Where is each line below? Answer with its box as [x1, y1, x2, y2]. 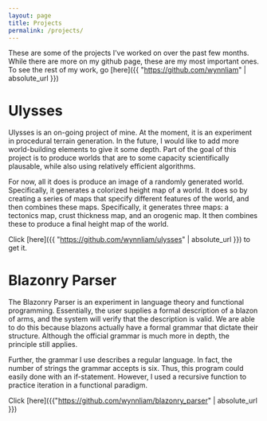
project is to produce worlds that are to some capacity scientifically [8, 153, 230, 163]
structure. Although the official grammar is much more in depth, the [8, 331, 230, 341]
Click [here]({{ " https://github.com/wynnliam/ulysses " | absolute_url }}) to [8, 235, 251, 244]
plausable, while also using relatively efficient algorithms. [8, 162, 196, 171]
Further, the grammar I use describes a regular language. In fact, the [8, 355, 233, 364]
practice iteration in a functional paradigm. [8, 380, 147, 390]
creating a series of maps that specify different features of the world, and [8, 194, 249, 204]
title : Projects [8, 19, 62, 27]
